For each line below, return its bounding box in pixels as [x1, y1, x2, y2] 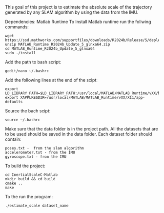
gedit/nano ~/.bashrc [5, 68, 49, 73]
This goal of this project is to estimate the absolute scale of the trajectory [5, 4, 152, 10]
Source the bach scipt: [5, 108, 51, 114]
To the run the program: [5, 194, 53, 199]
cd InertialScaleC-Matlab [5, 172, 58, 177]
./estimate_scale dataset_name [5, 203, 69, 208]
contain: [5, 136, 21, 142]
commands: [5, 24, 29, 30]
